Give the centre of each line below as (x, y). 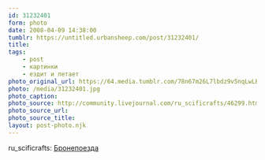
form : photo (28, 23)
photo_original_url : (42, 81)
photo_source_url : (38, 111)
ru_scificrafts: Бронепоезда (54, 147)
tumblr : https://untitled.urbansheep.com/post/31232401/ (104, 37)
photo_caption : (33, 96)
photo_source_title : (42, 118)
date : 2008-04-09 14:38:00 (52, 30)
